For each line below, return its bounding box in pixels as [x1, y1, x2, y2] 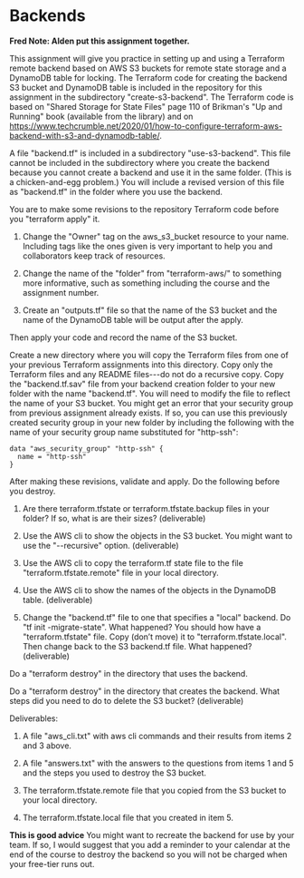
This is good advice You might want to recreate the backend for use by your [9, 829, 295, 840]
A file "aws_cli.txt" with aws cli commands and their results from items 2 [22, 730, 292, 741]
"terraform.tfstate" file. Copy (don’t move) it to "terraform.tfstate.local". [22, 631, 288, 642]
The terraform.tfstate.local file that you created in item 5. [22, 812, 233, 823]
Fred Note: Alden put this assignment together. [9, 35, 190, 46]
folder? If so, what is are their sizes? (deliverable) [22, 512, 206, 523]
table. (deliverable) [22, 594, 93, 605]
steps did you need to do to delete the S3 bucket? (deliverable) [9, 695, 244, 706]
